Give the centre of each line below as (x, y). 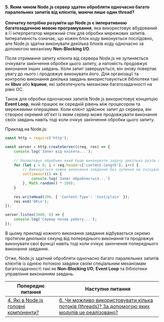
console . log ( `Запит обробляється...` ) (71, 179)
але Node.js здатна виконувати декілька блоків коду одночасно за (74, 43)
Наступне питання (108, 289)
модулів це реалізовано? (89, 312)
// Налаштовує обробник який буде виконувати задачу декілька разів (85, 161)
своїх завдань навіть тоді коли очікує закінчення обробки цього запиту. (80, 120)
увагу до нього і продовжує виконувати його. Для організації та (72, 74)
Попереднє (31, 286)
